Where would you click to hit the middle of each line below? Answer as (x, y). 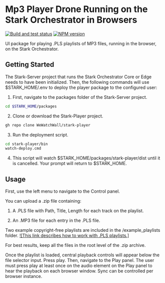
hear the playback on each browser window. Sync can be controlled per (79, 271)
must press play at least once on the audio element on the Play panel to (79, 266)
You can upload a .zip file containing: (43, 201)
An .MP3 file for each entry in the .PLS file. (56, 221)
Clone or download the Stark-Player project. (58, 116)
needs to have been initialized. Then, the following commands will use (77, 82)
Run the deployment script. (40, 134)
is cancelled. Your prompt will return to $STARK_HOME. (70, 164)
